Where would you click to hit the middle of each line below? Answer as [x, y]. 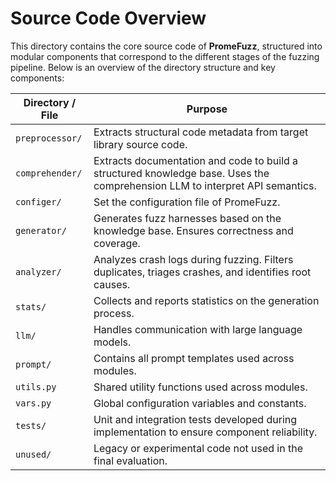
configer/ [38, 201]
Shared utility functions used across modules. [200, 387]
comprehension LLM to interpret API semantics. [205, 185]
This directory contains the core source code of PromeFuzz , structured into [166, 46]
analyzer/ [38, 271]
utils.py [36, 386]
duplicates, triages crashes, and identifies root [202, 272]
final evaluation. [130, 460]
